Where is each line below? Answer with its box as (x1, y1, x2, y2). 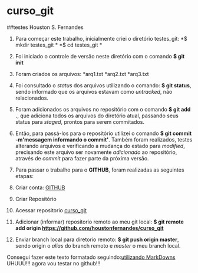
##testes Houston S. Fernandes (6, 24, 84, 31)
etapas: (15, 172, 34, 179)
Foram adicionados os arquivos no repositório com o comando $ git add (15, 106, 191, 113)
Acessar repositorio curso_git (15, 206, 87, 213)
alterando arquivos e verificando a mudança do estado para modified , (15, 142, 185, 149)
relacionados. (15, 94, 49, 101)
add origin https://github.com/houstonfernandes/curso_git (15, 224, 164, 231)
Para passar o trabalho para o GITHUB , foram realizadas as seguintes (15, 166, 184, 173)
